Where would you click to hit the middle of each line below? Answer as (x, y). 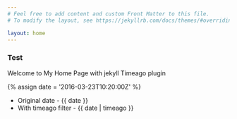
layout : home (26, 33)
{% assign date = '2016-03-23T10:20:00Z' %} (74, 87)
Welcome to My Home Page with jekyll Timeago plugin (87, 73)
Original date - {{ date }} (53, 100)
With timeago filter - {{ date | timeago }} (75, 108)
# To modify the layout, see (50, 20)
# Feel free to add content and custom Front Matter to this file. (109, 14)
